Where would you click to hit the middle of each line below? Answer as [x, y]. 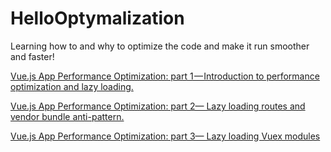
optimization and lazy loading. [72, 86]
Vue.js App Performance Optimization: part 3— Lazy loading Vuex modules [165, 136]
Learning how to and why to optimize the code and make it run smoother [160, 46]
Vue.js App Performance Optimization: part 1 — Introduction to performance [165, 76]
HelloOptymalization [97, 18]
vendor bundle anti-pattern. [67, 116]
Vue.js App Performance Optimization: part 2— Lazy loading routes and [158, 106]
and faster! [32, 56]
